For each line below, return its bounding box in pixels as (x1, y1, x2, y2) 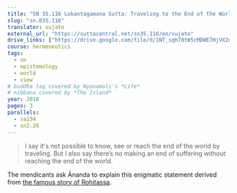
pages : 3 (7, 103, 33, 110)
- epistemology (13, 63, 59, 70)
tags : (7, 50, 23, 57)
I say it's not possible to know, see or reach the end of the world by (24, 141, 220, 150)
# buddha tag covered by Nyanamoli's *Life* (7, 83, 140, 90)
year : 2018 (7, 96, 39, 103)
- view (13, 76, 33, 83)
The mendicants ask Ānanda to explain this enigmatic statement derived (7, 170, 217, 179)
